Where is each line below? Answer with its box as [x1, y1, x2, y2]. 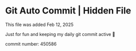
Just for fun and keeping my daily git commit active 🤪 [5, 31, 115, 37]
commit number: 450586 [5, 40, 57, 47]
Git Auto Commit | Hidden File [5, 5, 131, 16]
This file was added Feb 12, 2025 [5, 21, 74, 27]
